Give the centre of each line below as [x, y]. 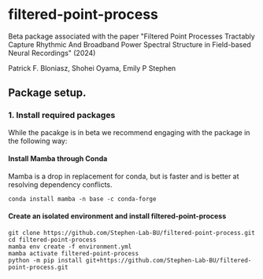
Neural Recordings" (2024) [52, 53]
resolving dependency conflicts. [60, 184]
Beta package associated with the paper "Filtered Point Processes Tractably [132, 36]
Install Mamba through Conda [58, 159]
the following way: [38, 141]
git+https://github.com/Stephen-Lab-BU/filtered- [169, 261]
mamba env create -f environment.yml [70, 247]
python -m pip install [45, 261]
